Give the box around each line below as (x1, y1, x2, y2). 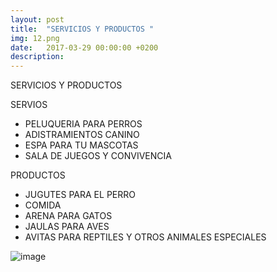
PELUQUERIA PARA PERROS (24, 118, 143, 130)
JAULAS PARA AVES (24, 221, 110, 233)
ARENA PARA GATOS (24, 210, 113, 222)
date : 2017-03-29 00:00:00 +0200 (10, 42, 159, 53)
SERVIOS (10, 99, 48, 111)
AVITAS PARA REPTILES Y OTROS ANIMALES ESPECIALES (24, 231, 267, 243)
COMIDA (24, 199, 62, 211)
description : (10, 52, 65, 62)
